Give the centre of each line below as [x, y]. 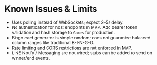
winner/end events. [31, 58]
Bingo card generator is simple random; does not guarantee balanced [81, 38]
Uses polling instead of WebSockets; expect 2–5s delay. [68, 22]
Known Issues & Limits [51, 9]
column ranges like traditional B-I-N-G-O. [53, 42]
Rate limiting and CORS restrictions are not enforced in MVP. [72, 48]
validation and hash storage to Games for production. [63, 32]
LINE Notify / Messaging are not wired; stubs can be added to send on [82, 53]
